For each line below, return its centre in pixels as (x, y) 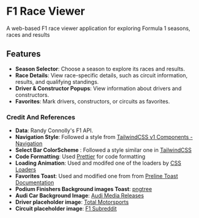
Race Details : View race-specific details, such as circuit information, (101, 75)
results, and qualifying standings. (57, 81)
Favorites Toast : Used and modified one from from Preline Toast (96, 176)
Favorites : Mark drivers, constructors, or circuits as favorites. (92, 101)
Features (24, 54)
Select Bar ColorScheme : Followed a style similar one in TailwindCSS (103, 150)
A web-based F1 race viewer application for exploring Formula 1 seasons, (98, 28)
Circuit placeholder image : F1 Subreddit (66, 209)
